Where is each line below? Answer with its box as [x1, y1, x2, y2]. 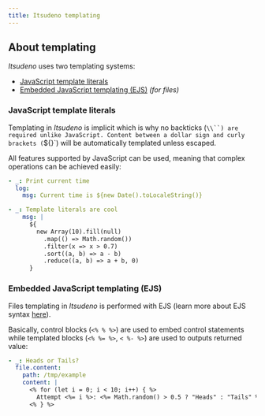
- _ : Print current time [8, 176, 90, 185]
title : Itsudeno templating [8, 11, 101, 20]
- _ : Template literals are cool [8, 206, 118, 214]
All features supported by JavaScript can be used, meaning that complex [8, 153, 246, 162]
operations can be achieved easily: [8, 162, 122, 171]
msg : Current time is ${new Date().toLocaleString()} [22, 191, 203, 199]
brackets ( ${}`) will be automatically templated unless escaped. [8, 138, 217, 147]
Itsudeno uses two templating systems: [8, 61, 136, 71]
